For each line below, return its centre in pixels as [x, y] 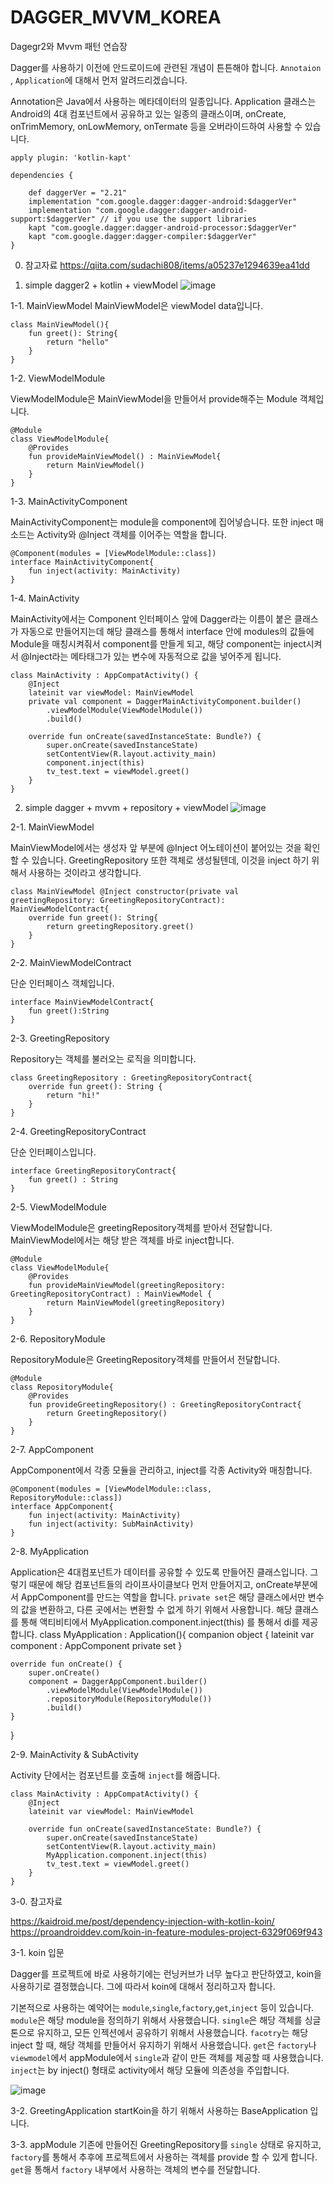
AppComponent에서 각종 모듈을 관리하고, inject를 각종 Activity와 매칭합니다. [161, 1470]
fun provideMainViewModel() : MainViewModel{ [125, 456]
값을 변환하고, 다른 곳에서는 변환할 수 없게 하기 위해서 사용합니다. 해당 [156, 1609]
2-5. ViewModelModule [58, 1207]
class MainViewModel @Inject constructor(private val [125, 891]
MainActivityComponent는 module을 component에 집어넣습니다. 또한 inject [162, 522]
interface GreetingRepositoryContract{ [93, 1171]
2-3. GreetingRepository [60, 1038]
